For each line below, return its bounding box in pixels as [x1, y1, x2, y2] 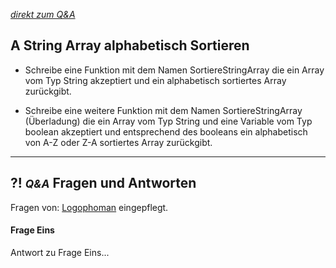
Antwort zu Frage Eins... [10, 246, 110, 258]
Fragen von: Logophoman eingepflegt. [10, 201, 169, 213]
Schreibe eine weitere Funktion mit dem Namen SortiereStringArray [24, 104, 303, 116]
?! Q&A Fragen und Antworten [10, 175, 197, 192]
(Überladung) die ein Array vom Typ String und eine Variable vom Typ [24, 115, 313, 127]
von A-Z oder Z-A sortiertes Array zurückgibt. [24, 136, 213, 148]
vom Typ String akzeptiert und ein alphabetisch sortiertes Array [24, 74, 287, 86]
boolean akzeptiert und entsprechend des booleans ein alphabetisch [24, 125, 308, 138]
